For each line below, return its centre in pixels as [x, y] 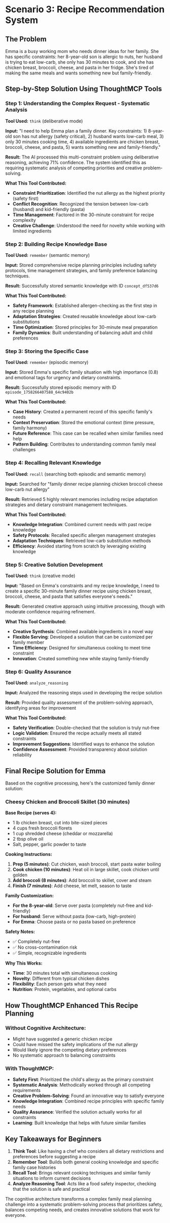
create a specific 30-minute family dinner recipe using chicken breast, [79, 591]
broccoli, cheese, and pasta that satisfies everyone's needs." [69, 596]
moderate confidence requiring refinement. [50, 611]
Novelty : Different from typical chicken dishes [61, 979]
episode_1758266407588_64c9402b [39, 393]
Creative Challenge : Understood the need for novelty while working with [89, 225]
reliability [22, 755]
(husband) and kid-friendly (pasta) [49, 209]
